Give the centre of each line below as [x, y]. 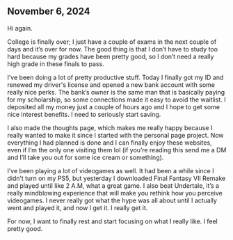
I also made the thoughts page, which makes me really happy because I [110, 127]
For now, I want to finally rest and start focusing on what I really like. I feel [112, 221]
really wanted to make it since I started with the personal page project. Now [115, 135]
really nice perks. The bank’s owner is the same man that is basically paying [116, 92]
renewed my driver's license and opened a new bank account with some [111, 85]
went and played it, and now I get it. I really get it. [78, 207]
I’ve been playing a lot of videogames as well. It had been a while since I [111, 170]
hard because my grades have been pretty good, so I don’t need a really [111, 56]
